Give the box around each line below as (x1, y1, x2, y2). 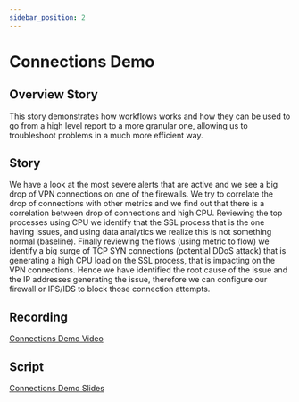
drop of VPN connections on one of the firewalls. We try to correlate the (9, 188, 274, 199)
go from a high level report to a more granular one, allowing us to (9, 120, 248, 130)
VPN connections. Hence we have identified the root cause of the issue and (9, 264, 288, 275)
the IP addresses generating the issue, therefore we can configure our (9, 274, 268, 285)
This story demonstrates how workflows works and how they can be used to (9, 111, 291, 121)
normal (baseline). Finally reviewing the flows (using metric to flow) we (9, 236, 270, 247)
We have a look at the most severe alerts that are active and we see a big (9, 180, 278, 190)
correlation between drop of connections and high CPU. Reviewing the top (9, 207, 283, 219)
